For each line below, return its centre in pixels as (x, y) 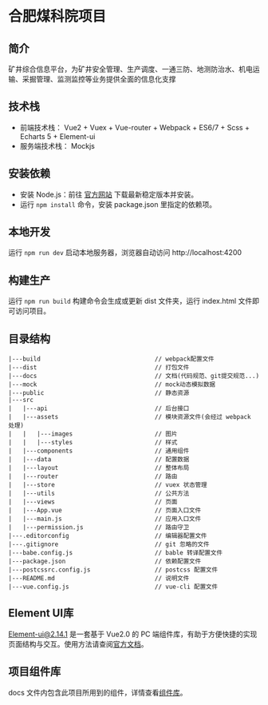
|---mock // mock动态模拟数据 (112, 384)
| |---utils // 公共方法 (99, 494)
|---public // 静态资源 (99, 393)
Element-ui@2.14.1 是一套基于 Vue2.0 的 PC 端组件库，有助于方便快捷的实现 (133, 634)
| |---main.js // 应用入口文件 (105, 519)
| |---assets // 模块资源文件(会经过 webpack (130, 417)
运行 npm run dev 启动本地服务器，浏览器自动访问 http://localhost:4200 (125, 253)
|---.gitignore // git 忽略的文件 (109, 544)
